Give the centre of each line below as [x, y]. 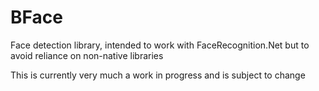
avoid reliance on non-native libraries [87, 55]
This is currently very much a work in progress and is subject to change [158, 75]
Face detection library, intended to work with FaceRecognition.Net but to [160, 45]
